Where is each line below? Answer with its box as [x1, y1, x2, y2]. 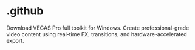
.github [6, 4, 44, 18]
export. [6, 37, 24, 44]
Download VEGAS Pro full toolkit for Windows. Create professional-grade [6, 24, 190, 31]
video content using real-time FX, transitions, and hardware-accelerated [6, 30, 187, 37]
